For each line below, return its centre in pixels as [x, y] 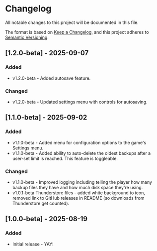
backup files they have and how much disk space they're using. [78, 187]
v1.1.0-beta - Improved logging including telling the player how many [82, 182]
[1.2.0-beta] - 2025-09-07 [47, 53]
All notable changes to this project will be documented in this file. [72, 22]
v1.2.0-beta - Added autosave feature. [51, 78]
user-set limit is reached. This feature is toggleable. [65, 158]
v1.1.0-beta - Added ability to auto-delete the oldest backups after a [81, 153]
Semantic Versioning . [27, 37]
